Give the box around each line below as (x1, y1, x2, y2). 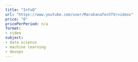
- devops (5, 49, 24, 54)
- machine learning (5, 44, 46, 49)
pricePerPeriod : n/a (5, 21, 49, 26)
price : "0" (5, 16, 28, 21)
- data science (5, 40, 37, 45)
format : (5, 26, 22, 31)
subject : (5, 35, 24, 40)
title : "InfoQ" (5, 7, 37, 12)
